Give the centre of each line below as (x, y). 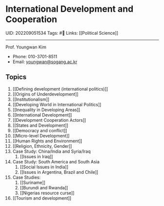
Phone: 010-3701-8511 (35, 56)
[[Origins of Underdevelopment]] (46, 94)
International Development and (69, 9)
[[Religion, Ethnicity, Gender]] (42, 146)
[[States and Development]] (40, 125)
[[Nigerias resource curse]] (47, 193)
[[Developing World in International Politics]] (57, 104)
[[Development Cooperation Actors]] (49, 120)
